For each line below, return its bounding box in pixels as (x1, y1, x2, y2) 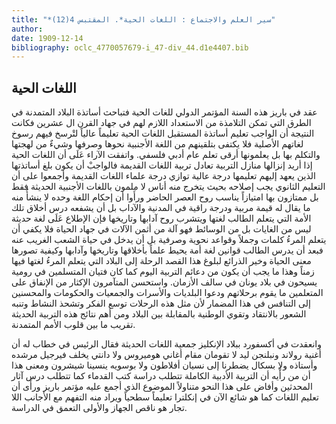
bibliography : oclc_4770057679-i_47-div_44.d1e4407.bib (11, 42, 249, 53)
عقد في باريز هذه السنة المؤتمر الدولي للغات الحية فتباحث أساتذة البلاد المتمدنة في (11, 106, 318, 118)
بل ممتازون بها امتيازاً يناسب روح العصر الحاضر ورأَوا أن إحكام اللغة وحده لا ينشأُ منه (11, 191, 319, 203)
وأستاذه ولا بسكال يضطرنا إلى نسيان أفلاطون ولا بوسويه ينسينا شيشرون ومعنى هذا (11, 359, 318, 371)
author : (11, 24, 44, 34)
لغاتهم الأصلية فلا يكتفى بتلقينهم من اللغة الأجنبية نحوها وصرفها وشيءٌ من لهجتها (11, 138, 304, 150)
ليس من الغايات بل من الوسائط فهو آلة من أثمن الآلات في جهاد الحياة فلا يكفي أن (11, 223, 312, 235)
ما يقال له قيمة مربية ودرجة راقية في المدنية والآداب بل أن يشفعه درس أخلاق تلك (11, 202, 311, 214)
